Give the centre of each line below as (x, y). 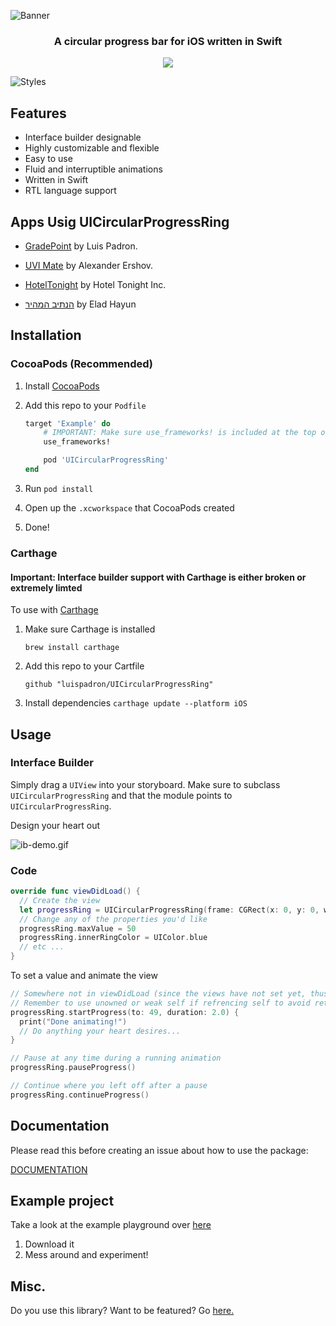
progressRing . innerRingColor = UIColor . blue (113, 938)
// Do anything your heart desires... (100, 1031)
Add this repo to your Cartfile (84, 666)
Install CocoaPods (62, 386)
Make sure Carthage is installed (90, 629)
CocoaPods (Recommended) (82, 364)
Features (38, 113)
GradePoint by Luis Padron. (81, 246)
